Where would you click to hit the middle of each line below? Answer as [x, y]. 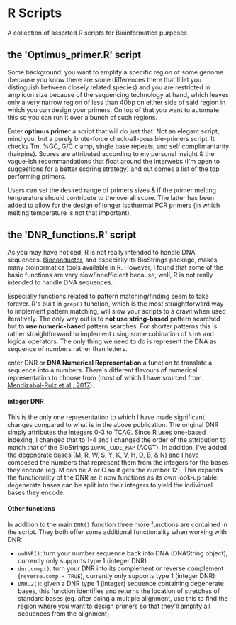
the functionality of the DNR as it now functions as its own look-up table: [113, 477]
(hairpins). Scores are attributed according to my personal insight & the [111, 153]
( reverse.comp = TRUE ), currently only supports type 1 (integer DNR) [116, 575]
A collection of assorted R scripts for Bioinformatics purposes [97, 33]
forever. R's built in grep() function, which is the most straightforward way [116, 304]
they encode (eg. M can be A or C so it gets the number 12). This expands [115, 470]
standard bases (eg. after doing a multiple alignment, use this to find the [123, 598]
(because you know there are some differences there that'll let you [105, 79]
